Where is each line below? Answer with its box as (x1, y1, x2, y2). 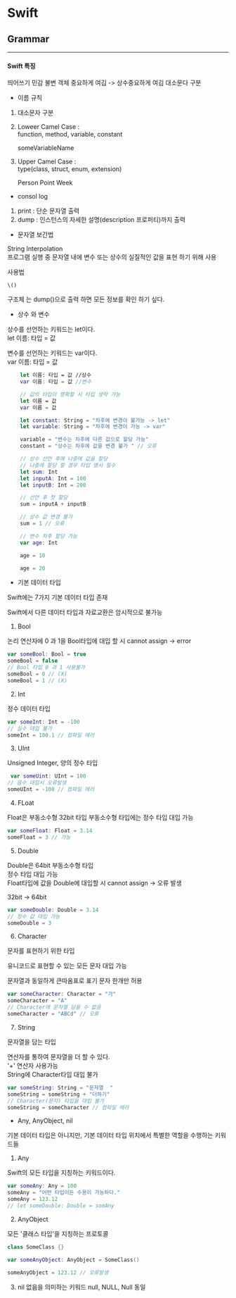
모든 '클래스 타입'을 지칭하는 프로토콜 (7, 1229, 109, 1237)
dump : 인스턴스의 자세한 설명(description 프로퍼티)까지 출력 (17, 216, 186, 224)
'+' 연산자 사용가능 (7, 1061, 58, 1070)
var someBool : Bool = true (7, 651, 86, 658)
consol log (17, 192, 48, 201)
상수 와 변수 (17, 310, 51, 318)
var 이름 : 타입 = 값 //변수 (20, 378, 92, 385)
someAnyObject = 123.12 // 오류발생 (7, 1269, 109, 1276)
